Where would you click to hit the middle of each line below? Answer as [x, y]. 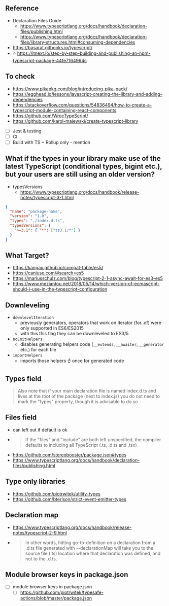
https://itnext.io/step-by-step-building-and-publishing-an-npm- [84, 53]
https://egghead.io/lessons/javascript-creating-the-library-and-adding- [87, 94]
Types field [23, 379]
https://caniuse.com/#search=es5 [48, 273]
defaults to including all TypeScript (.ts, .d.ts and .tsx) [81, 445]
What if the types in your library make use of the [83, 158]
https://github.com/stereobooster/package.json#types [70, 455]
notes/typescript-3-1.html [47, 197]
